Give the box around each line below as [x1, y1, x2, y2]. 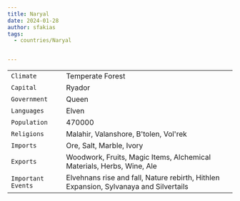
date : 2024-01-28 [7, 17, 59, 24]
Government [11, 96, 48, 103]
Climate [11, 72, 37, 81]
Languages [11, 107, 44, 115]
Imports [11, 142, 37, 150]
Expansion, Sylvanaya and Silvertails [66, 182, 189, 192]
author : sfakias [7, 24, 56, 31]
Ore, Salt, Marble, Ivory [66, 140, 144, 150]
